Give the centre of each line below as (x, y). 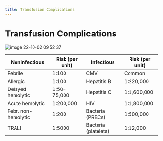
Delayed (17, 89)
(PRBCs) (96, 117)
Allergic (16, 81)
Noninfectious (27, 62)
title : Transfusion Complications (40, 9)
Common (135, 73)
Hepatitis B (99, 81)
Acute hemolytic (26, 103)
